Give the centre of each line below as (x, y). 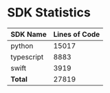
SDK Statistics (49, 13)
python (22, 46)
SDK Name (29, 34)
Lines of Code (77, 34)
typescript (27, 57)
